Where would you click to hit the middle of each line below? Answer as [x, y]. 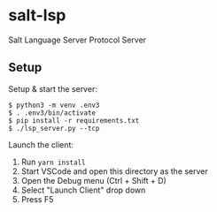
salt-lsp [37, 15]
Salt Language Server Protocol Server [77, 40]
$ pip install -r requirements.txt [74, 120]
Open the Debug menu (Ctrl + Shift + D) [94, 180]
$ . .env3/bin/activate [52, 113]
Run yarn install [53, 162]
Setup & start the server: [53, 88]
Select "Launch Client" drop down [83, 190]
